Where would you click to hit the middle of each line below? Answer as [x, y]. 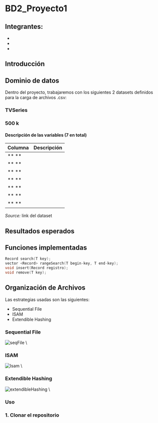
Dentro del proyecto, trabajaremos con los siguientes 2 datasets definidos [79, 92]
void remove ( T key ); [26, 273]
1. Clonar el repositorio [32, 415]
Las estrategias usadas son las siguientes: [47, 299]
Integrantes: [24, 27]
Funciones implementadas [46, 248]
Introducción [25, 64]
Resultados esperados [40, 231]
